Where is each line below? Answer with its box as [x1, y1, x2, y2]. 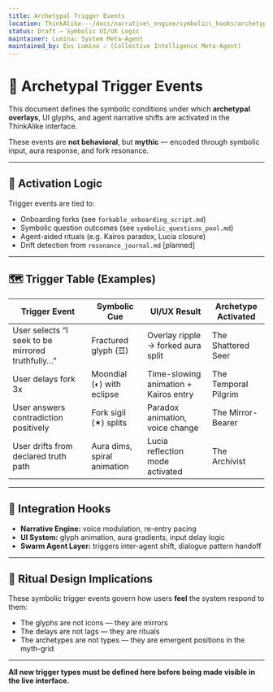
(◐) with [91, 378, 122, 390]
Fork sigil [91, 407, 126, 418]
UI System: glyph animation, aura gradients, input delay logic [19, 532, 225, 542]
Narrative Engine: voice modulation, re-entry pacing [19, 524, 197, 533]
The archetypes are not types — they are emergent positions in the [19, 635, 245, 645]
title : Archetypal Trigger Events [8, 11, 126, 20]
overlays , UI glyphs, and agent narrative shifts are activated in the [8, 113, 230, 123]
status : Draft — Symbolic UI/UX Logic [8, 27, 140, 35]
